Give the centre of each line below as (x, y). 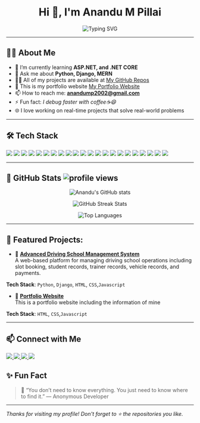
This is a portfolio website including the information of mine (87, 302)
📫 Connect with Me (44, 339)
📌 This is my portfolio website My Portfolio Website (77, 86)
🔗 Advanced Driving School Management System (77, 254)
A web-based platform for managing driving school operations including (103, 261)
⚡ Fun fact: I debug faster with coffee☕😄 (65, 102)
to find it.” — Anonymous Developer (65, 396)
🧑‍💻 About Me (31, 53)
